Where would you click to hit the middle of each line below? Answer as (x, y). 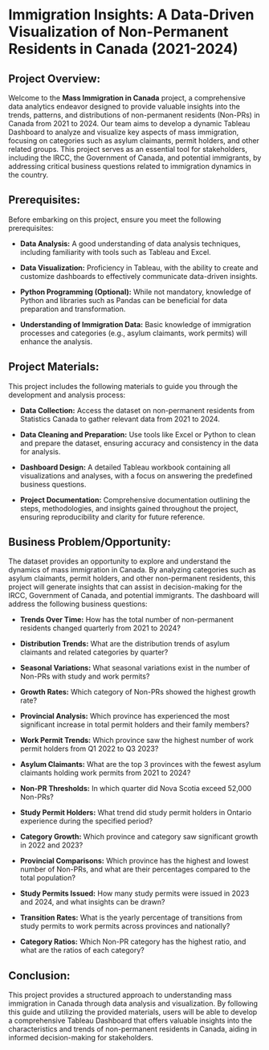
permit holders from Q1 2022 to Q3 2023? (89, 749)
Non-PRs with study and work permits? (85, 676)
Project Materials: (54, 367)
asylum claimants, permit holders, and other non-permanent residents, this (132, 578)
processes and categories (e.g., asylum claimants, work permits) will (133, 333)
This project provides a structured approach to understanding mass (120, 995)
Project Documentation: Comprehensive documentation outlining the (135, 499)
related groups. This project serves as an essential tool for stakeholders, (128, 149)
